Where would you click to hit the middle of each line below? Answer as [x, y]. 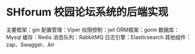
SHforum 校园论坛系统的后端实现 [87, 12]
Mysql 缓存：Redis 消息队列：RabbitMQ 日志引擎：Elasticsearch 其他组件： [99, 37]
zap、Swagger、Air [30, 45]
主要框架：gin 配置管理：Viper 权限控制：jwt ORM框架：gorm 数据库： [93, 30]
